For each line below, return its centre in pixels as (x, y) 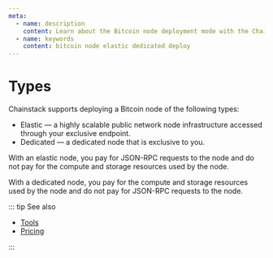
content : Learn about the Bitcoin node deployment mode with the (136, 31)
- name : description (50, 24)
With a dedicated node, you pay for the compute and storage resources (128, 182)
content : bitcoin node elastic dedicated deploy (107, 46)
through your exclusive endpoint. (76, 133)
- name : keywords (45, 39)
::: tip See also (32, 207)
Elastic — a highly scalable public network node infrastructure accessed (141, 125)
